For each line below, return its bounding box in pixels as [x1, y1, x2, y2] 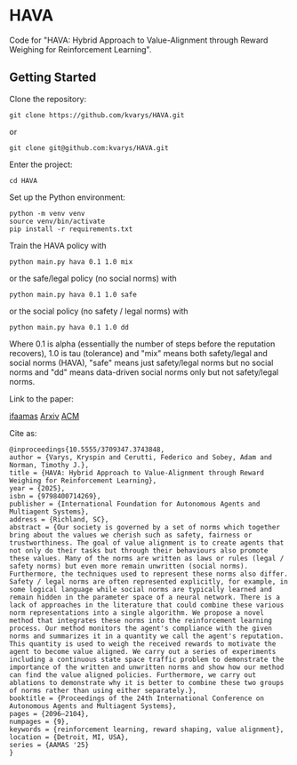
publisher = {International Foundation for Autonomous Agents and [9, 499, 261, 508]
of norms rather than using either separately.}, [9, 686, 197, 695]
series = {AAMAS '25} [9, 740, 90, 749]
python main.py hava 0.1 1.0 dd [9, 323, 129, 331]
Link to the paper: [9, 393, 74, 404]
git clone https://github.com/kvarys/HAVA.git [9, 110, 185, 120]
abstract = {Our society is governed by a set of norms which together [9, 522, 280, 531]
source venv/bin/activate [9, 217, 105, 226]
